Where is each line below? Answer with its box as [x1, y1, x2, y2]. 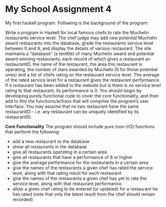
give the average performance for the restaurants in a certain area [12, 159, 149, 165]
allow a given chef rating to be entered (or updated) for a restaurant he [12, 186, 158, 192]
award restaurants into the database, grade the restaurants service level [5, 40, 154, 46]
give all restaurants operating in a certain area [12, 149, 107, 155]
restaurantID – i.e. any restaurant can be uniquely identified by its [5, 108, 139, 115]
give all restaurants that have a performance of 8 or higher [12, 154, 133, 160]
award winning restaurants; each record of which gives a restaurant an [5, 56, 151, 62]
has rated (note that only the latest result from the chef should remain [12, 191, 156, 197]
